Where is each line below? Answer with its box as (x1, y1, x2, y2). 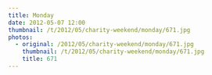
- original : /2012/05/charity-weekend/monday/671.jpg (15, 41, 194, 48)
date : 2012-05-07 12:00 (8, 19, 86, 27)
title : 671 (22, 55, 58, 63)
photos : (8, 33, 34, 41)
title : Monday (8, 11, 55, 20)
